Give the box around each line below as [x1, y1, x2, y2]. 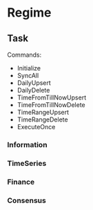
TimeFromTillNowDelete [17, 101, 86, 108]
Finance [7, 177, 35, 187]
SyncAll [17, 71, 39, 79]
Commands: [7, 50, 42, 59]
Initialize [17, 64, 41, 72]
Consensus [7, 195, 46, 205]
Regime [7, 5, 52, 21]
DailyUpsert [17, 79, 52, 87]
